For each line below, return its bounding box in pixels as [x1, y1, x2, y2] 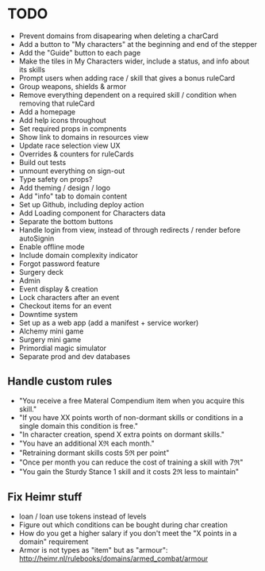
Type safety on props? [18, 174, 93, 183]
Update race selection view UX [18, 141, 121, 150]
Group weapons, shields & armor [18, 81, 127, 91]
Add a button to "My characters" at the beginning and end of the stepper [18, 39, 258, 48]
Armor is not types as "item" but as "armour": [18, 545, 168, 554]
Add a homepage [18, 106, 76, 116]
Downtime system [18, 309, 79, 318]
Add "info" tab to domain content [18, 191, 128, 201]
